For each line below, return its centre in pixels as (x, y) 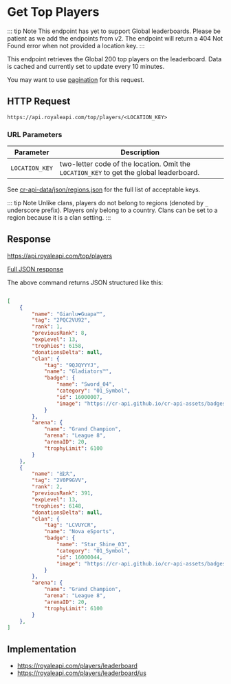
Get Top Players (53, 12)
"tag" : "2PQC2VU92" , (61, 320)
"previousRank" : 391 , (63, 493)
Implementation (42, 649)
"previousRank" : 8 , (60, 333)
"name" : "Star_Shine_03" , (93, 545)
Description (140, 152)
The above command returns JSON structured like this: (85, 282)
